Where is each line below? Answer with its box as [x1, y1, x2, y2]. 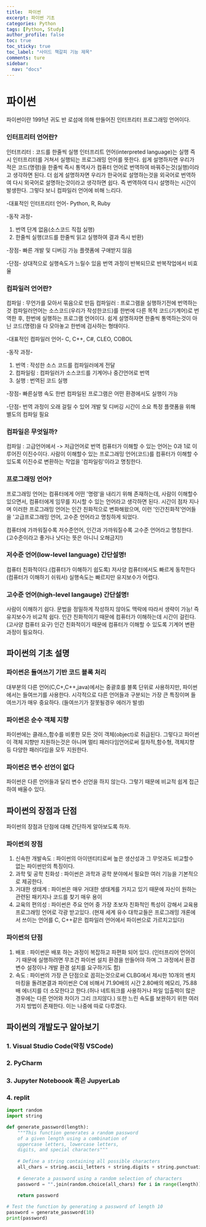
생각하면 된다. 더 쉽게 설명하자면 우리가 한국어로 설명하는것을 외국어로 [12, 171, 180, 178]
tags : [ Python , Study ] [6, 26, 64, 33]
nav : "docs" [12, 66, 43, 73]
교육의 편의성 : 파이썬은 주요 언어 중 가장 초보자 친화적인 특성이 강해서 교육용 [15, 901, 199, 909]
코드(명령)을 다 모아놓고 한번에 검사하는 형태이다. [12, 322, 130, 329]
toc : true [6, 37, 32, 44]
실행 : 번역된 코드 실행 [15, 376, 68, 384]
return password [17, 1193, 59, 1199]
